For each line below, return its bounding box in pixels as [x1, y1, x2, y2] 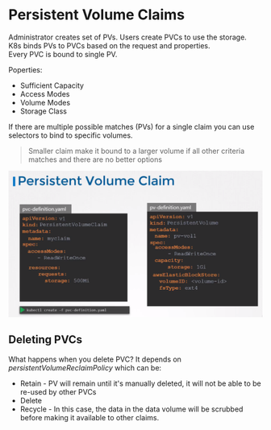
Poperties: [8, 64, 43, 74]
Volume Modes [19, 97, 71, 107]
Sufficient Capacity [19, 81, 85, 90]
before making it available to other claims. [19, 412, 160, 422]
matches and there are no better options [27, 155, 163, 164]
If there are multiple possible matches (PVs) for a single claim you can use [8, 122, 255, 131]
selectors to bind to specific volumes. [8, 130, 133, 140]
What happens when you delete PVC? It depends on [8, 354, 181, 364]
